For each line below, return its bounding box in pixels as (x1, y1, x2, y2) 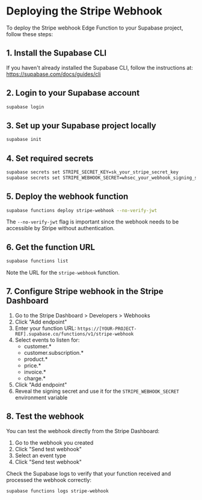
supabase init (6, 137, 42, 143)
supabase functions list (6, 258, 69, 264)
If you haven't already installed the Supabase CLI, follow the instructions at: (6, 64, 194, 71)
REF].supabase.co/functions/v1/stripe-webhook (14, 331, 134, 337)
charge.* (23, 375, 46, 382)
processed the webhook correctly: (6, 476, 92, 483)
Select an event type (14, 452, 66, 459)
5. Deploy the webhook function (6, 192, 129, 202)
